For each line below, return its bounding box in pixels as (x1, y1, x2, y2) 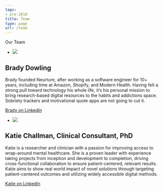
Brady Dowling (5, 64, 51, 72)
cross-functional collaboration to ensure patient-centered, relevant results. (5, 160, 157, 166)
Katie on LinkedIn (5, 181, 41, 187)
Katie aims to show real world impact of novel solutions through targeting (5, 166, 154, 172)
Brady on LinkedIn (5, 107, 42, 113)
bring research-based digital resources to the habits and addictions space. (5, 92, 157, 98)
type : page (5, 21, 28, 26)
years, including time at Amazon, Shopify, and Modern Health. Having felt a (5, 82, 159, 88)
